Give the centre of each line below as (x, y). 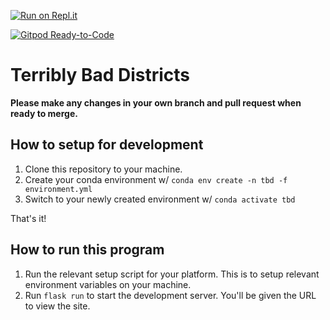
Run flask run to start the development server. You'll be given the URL (170, 295)
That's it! (28, 218)
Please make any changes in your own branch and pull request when (156, 102)
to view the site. (57, 306)
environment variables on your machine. (108, 284)
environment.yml (58, 189)
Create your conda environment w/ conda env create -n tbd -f (156, 179)
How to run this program (87, 250)
